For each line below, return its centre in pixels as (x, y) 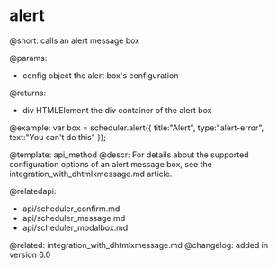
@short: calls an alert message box (75, 40)
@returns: (28, 93)
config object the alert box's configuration (100, 75)
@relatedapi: (33, 191)
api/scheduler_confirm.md (71, 209)
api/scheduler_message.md (74, 218)
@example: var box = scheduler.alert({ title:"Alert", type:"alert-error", (137, 128)
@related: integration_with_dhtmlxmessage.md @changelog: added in (138, 245)
